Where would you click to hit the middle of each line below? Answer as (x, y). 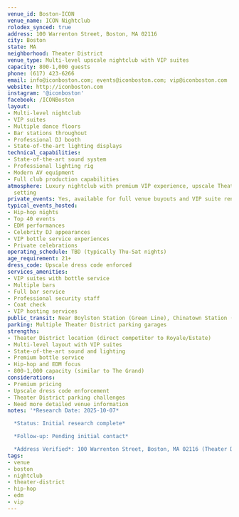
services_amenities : (38, 272)
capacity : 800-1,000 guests (49, 67)
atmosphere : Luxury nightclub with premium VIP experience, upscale (111, 186)
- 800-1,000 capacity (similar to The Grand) (76, 371)
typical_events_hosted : (43, 206)
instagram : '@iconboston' (46, 93)
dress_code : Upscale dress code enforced (70, 265)
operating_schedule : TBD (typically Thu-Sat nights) (87, 252)
